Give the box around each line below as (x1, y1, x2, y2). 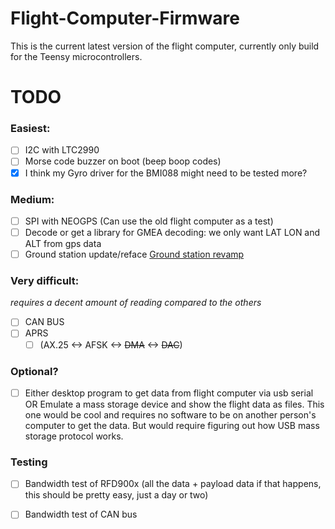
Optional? (10, 364, 59, 378)
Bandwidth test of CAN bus (24, 508, 138, 521)
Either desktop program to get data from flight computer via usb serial (24, 387, 314, 399)
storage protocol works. (24, 430, 124, 442)
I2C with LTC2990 (24, 144, 100, 156)
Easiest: (10, 122, 51, 136)
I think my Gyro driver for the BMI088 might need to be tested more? (24, 167, 308, 179)
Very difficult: (10, 274, 80, 288)
